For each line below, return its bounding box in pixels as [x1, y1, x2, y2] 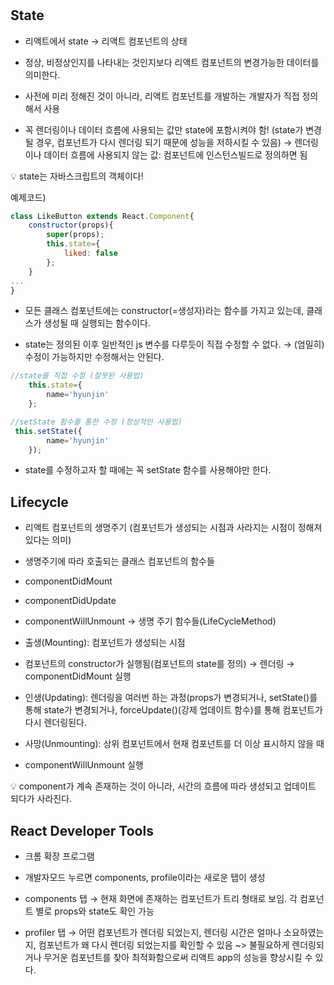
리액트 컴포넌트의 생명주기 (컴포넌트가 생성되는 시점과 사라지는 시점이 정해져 [24, 522, 323, 534]
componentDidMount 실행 [24, 670, 132, 682]
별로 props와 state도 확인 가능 [35, 905, 155, 917]
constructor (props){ [28, 220, 114, 231]
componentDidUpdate [24, 595, 117, 607]
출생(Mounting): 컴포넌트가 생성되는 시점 [24, 637, 186, 649]
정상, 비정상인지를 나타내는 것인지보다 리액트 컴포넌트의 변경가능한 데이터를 [24, 56, 320, 68]
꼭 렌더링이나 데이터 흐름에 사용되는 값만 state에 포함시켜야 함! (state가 [24, 123, 304, 136]
